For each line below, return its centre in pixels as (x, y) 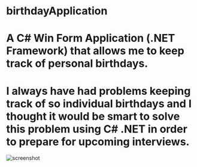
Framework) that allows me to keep (95, 51)
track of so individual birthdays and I (99, 103)
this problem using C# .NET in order (97, 129)
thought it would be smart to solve (93, 116)
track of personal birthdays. (77, 64)
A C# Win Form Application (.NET (91, 38)
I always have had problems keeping (99, 91)
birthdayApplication (57, 11)
